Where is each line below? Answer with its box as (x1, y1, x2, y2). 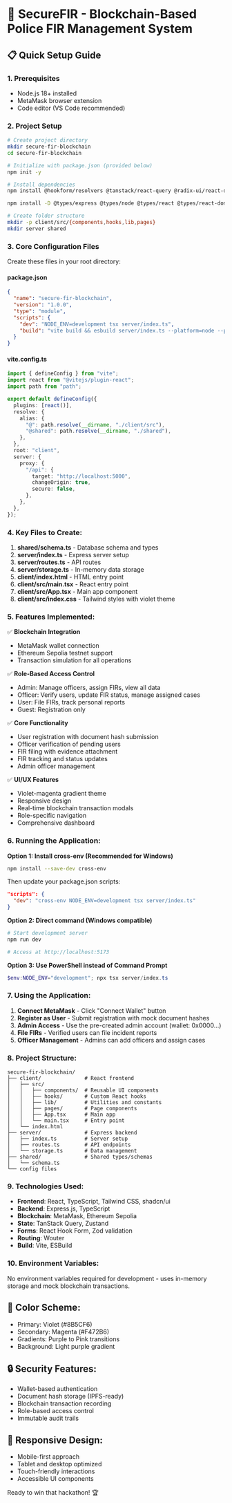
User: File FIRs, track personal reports (17, 698, 126, 707)
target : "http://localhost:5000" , (32, 473, 131, 480)
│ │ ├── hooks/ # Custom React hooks (7, 1093, 147, 1100)
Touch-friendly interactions (17, 1467, 95, 1475)
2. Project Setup (7, 121, 62, 131)
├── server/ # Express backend (7, 1130, 137, 1137)
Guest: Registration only (17, 705, 86, 714)
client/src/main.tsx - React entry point (17, 580, 129, 588)
